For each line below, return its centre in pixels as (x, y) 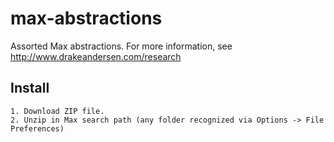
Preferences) (37, 128)
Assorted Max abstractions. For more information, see (121, 46)
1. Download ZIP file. (57, 111)
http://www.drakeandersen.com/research (96, 56)
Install (30, 88)
